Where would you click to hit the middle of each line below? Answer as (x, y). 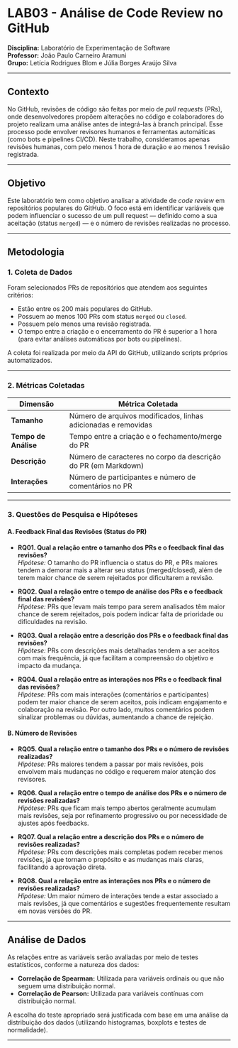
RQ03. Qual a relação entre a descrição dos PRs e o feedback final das (123, 635)
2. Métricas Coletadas (46, 386)
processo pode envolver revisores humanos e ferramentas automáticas (112, 131)
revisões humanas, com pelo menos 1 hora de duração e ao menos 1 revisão (119, 146)
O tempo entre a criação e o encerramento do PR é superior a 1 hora (117, 332)
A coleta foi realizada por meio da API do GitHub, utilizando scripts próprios (118, 353)
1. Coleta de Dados (40, 272)
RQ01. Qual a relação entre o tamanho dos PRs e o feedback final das (121, 547)
